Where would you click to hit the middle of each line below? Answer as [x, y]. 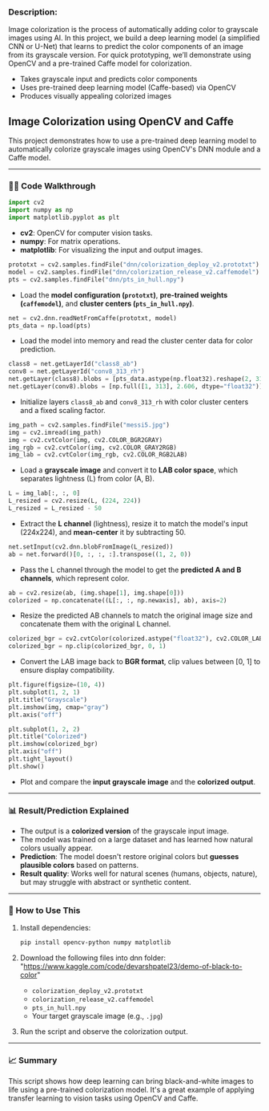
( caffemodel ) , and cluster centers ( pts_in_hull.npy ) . [107, 303]
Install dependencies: [55, 928]
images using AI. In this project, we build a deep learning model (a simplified [134, 38]
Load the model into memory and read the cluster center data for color [137, 341]
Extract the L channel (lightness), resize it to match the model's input [134, 523]
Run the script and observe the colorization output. [104, 1032]
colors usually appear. [56, 848]
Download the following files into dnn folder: [93, 958]
